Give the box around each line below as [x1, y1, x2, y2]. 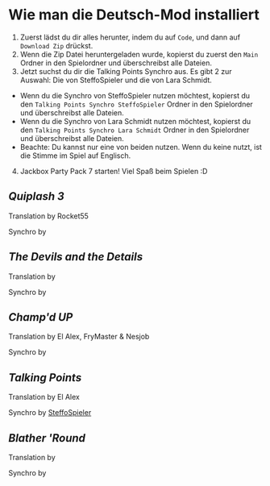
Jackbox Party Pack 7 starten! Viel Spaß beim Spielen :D [19, 166, 208, 176]
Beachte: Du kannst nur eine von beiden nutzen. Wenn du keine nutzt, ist [19, 142, 262, 152]
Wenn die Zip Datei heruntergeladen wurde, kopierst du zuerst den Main [19, 49, 259, 59]
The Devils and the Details [8, 250, 143, 264]
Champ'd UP [8, 310, 73, 324]
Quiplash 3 [8, 189, 64, 203]
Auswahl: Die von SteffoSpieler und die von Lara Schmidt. [19, 75, 212, 85]
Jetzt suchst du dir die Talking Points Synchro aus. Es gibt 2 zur [19, 66, 232, 76]
